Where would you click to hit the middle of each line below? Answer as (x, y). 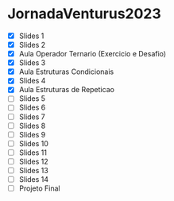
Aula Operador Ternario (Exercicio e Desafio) (93, 54)
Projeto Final (39, 188)
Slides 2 (32, 45)
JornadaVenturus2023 (85, 14)
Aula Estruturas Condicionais (66, 72)
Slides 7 (32, 117)
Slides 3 (32, 63)
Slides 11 (33, 153)
